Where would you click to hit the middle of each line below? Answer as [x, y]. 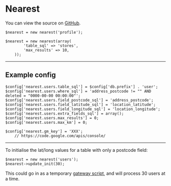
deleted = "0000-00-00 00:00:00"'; [43, 96]
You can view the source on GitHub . [43, 23]
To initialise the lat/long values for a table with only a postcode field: [77, 150]
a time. [12, 178]
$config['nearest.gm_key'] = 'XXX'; [44, 131]
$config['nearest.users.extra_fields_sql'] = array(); [65, 113]
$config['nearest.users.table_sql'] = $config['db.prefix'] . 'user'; [82, 87]
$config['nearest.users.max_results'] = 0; [52, 118]
